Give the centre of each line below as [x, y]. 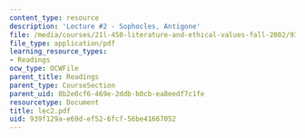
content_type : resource [54, 18]
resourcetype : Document [54, 102]
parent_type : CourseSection [63, 85]
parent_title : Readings [54, 77]
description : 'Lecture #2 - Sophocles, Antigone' [105, 26]
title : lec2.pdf [40, 111]
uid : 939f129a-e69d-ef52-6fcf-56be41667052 [93, 119]
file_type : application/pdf [63, 43]
